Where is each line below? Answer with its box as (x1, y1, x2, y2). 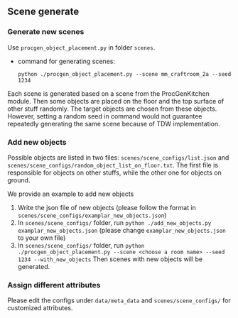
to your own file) (17, 234, 66, 242)
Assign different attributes (7, 280, 101, 290)
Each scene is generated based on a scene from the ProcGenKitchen (7, 89, 210, 98)
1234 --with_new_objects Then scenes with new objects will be (17, 255, 203, 263)
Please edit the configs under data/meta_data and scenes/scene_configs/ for (7, 296, 231, 305)
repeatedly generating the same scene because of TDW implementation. (7, 119, 220, 128)
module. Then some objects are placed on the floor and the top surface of (7, 97, 225, 105)
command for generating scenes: (17, 57, 116, 65)
